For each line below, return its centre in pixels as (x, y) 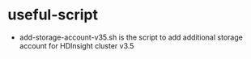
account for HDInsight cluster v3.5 (77, 45)
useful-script (53, 15)
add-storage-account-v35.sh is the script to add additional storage (131, 37)
